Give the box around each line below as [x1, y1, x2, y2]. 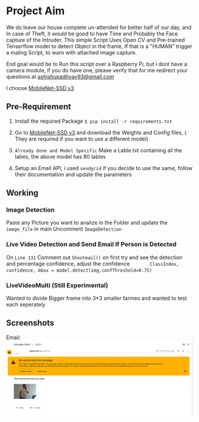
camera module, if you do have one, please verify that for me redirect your [6, 66, 188, 73]
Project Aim [6, 4, 65, 18]
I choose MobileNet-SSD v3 [6, 84, 74, 91]
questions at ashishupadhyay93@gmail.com [6, 73, 114, 80]
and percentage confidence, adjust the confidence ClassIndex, [6, 260, 179, 267]
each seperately [6, 301, 46, 308]
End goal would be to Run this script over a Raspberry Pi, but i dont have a [6, 60, 188, 68]
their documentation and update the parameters [14, 171, 132, 178]
